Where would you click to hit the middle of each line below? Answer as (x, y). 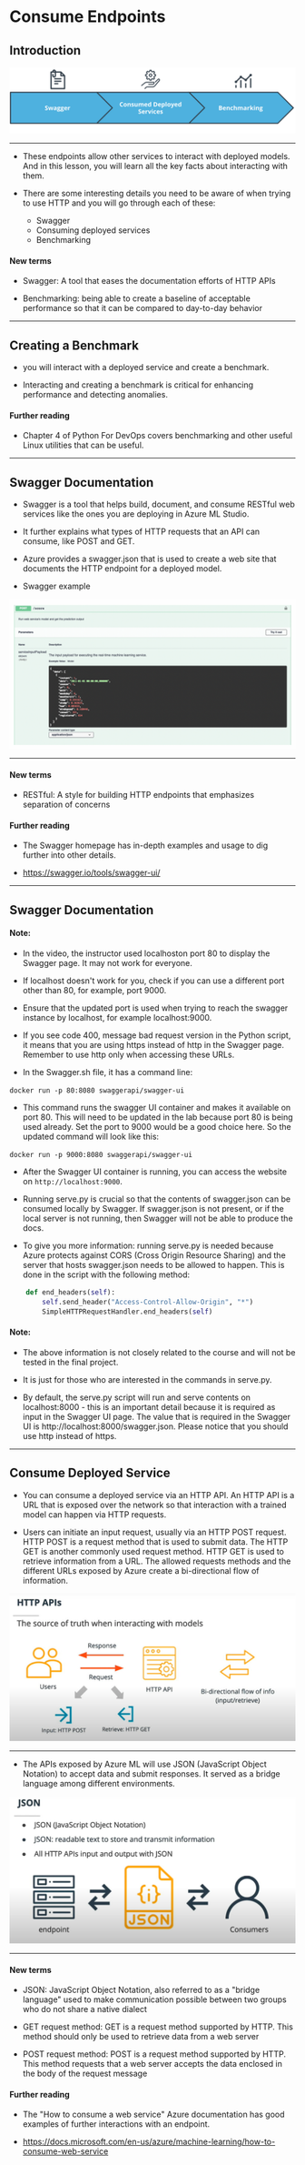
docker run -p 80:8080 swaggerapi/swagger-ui (97, 1091)
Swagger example (56, 586)
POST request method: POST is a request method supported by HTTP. (154, 2054)
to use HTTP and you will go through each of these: (119, 203)
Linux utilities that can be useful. (83, 445)
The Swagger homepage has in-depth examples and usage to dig (145, 846)
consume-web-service (65, 2151)
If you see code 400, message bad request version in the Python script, (157, 1035)
